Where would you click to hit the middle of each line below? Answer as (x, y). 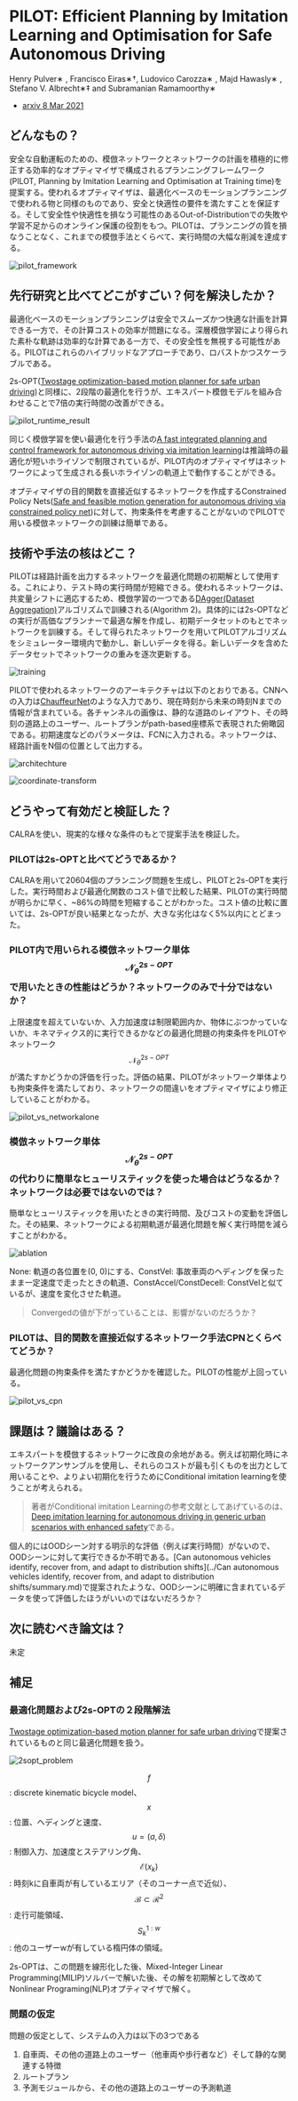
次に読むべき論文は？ (67, 1629)
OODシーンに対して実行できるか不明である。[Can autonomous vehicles (140, 1557)
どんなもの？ (44, 136)
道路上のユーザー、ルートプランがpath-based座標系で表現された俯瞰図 (155, 724)
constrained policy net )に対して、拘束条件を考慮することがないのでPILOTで (147, 511)
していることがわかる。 (52, 1099)
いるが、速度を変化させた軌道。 (67, 1293)
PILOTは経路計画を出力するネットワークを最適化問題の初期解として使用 (141, 576)
